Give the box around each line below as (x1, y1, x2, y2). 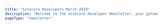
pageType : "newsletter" (5, 16, 53, 20)
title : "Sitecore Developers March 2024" (5, 7, 90, 12)
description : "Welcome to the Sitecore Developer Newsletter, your (5, 11, 145, 16)
